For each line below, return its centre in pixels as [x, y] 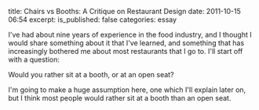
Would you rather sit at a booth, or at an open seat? [91, 75]
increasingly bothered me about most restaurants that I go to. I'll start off [126, 51]
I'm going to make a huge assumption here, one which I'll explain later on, [127, 90]
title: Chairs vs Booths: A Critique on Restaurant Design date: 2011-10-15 [125, 11]
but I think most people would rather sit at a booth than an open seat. [120, 98]
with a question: [34, 59]
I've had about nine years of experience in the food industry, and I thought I [130, 35]
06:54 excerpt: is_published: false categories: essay [93, 20]
